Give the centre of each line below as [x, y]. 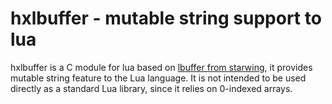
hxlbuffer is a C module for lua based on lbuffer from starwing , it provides [161, 67]
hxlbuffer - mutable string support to [166, 18]
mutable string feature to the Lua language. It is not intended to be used [158, 78]
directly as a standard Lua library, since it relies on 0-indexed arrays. [151, 88]
